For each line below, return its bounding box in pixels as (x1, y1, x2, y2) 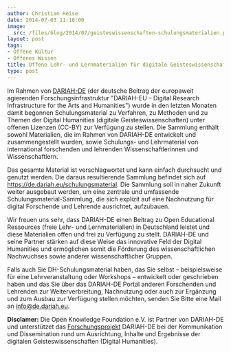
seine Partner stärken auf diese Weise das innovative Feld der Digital (7, 237, 202, 245)
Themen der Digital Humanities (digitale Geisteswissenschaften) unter (7, 115, 206, 124)
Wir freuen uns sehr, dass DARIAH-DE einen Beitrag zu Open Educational (7, 215, 214, 223)
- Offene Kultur (7, 49, 54, 56)
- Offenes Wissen (7, 55, 57, 62)
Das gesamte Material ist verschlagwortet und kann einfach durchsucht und (7, 166, 222, 174)
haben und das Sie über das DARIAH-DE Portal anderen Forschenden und (7, 280, 217, 288)
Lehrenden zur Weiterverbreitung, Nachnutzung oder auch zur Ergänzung (7, 287, 217, 296)
